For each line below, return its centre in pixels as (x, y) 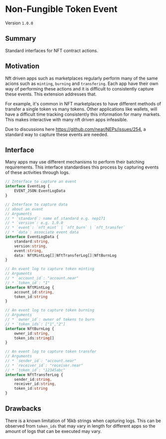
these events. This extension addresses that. (51, 94)
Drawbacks (23, 409)
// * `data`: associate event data (42, 232)
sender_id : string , (33, 379)
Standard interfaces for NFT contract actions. (52, 50)
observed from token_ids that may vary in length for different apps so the (80, 426)
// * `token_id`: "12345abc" (35, 370)
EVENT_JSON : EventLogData (40, 191)
